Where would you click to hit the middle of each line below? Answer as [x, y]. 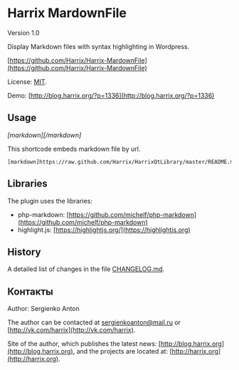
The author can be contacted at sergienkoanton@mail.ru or [94, 322]
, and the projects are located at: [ [122, 351]
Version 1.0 [23, 33]
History [24, 252]
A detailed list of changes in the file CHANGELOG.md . [86, 269]
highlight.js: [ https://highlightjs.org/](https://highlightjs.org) [104, 230]
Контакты [30, 291]
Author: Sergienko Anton [43, 309]
